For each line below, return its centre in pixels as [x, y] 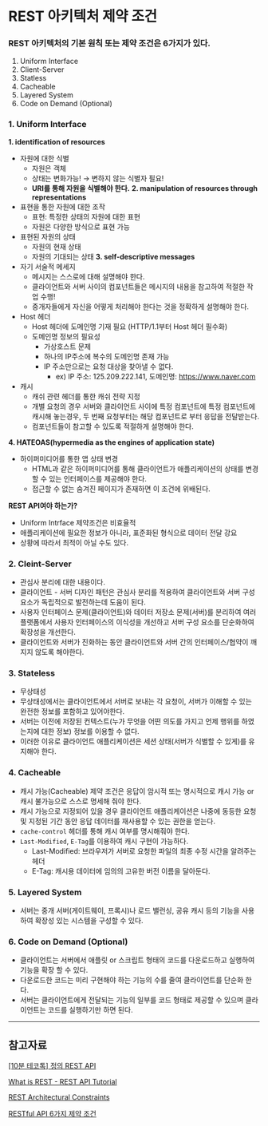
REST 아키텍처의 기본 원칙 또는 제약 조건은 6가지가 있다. [110, 43]
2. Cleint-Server [40, 564]
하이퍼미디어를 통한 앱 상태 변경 [69, 458]
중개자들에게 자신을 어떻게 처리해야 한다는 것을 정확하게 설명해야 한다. [140, 306]
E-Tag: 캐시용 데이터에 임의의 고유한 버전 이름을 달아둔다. [121, 870]
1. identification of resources [57, 141]
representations [59, 197]
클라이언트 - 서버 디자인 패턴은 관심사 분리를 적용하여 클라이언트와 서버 [130, 593]
